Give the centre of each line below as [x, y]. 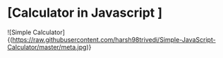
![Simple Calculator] [36, 32]
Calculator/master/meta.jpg [47, 47]
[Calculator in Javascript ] [85, 13]
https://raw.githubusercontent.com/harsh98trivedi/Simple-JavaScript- [114, 39]
